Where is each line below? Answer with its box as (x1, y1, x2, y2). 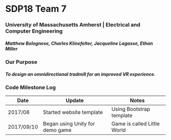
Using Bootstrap (111, 105, 150, 113)
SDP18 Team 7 (5, 3, 67, 15)
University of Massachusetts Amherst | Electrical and (5, 21, 140, 29)
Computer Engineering (5, 27, 63, 35)
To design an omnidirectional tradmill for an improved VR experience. (5, 71, 156, 77)
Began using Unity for (43, 120, 95, 127)
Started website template (43, 109, 103, 116)
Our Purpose (5, 59, 38, 66)
